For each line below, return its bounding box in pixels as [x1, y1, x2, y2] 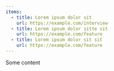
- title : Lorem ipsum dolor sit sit [11, 37, 103, 43]
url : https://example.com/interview [16, 20, 109, 26]
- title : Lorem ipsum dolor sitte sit [11, 25, 109, 32]
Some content [5, 58, 40, 66]
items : [5, 8, 22, 15]
